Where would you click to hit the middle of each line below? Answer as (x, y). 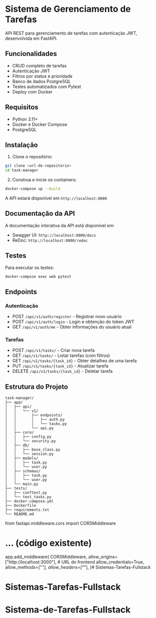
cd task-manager (22, 171)
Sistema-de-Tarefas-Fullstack (68, 609)
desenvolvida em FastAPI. (31, 38)
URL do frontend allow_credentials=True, (103, 562)
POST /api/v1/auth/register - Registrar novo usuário (67, 317)
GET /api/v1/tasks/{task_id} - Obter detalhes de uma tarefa (74, 361)
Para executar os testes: (30, 267)
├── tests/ (16, 488)
